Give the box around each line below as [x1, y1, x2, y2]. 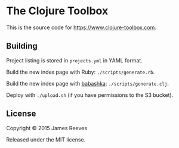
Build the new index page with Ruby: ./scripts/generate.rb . [6, 68, 155, 75]
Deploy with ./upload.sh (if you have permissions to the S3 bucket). [6, 91, 174, 99]
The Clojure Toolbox [6, 4, 109, 18]
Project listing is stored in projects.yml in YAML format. [6, 56, 143, 64]
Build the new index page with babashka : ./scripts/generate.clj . [6, 80, 169, 87]
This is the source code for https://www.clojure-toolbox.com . [6, 24, 157, 31]
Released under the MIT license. [6, 136, 86, 143]
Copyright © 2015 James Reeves [6, 124, 88, 131]
